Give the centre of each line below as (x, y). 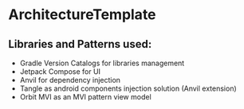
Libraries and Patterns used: (80, 44)
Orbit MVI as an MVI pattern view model (85, 97)
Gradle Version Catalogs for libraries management (102, 63)
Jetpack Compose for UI (60, 72)
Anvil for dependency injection (70, 80)
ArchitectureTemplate (83, 15)
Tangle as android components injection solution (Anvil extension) (128, 88)
